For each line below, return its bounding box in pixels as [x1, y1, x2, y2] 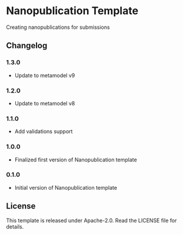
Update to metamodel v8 [14, 100, 75, 107]
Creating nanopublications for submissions [6, 24, 110, 31]
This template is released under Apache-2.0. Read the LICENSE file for [6, 217, 177, 224]
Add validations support [14, 128, 73, 135]
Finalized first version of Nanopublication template [14, 156, 137, 163]
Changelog [6, 41, 48, 51]
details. [6, 223, 24, 230]
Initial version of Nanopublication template [14, 184, 118, 191]
